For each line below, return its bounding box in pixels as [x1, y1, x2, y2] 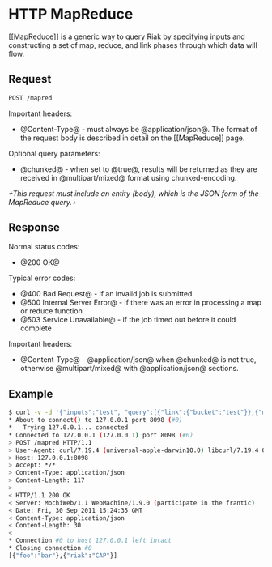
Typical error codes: [8, 273, 76, 283]
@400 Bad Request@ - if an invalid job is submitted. [19, 289, 194, 299]
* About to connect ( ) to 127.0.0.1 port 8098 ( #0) [8, 416, 183, 424]
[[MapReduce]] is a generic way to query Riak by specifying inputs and [8, 32, 245, 41]
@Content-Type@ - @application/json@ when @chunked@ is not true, [19, 355, 257, 364]
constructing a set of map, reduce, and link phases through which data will [8, 40, 257, 49]
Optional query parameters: [8, 148, 100, 158]
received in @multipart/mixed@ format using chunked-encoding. [19, 173, 237, 182]
